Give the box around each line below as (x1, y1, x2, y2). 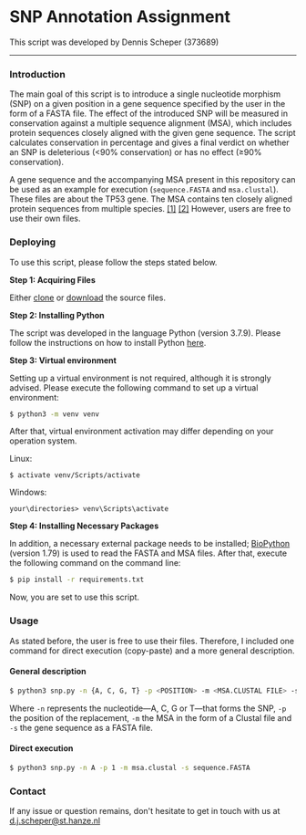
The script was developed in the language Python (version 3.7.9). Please (9, 327, 281, 339)
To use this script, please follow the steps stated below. (9, 256, 218, 267)
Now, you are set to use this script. (9, 591, 139, 603)
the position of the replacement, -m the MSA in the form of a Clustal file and (9, 712, 292, 723)
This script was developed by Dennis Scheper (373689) (9, 37, 219, 47)
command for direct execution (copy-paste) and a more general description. (9, 645, 295, 656)
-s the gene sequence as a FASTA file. (9, 722, 153, 733)
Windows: (9, 486, 47, 498)
